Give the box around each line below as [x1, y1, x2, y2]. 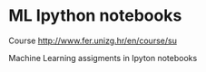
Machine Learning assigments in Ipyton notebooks [8, 52, 198, 63]
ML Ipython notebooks [8, 5, 182, 26]
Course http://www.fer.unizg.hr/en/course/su [8, 35, 178, 46]
